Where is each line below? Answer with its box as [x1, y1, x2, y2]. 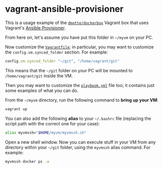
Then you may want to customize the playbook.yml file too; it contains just [5, 82, 155, 88]
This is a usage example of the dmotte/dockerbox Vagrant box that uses [5, 20, 149, 26]
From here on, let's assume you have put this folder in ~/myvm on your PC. [5, 34, 153, 40]
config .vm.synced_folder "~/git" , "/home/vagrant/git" [5, 58, 120, 63]
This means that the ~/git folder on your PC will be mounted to [5, 67, 133, 73]
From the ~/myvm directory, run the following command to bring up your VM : [5, 97, 159, 103]
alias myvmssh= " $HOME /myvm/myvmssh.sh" [5, 130, 87, 135]
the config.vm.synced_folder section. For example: [5, 49, 108, 55]
